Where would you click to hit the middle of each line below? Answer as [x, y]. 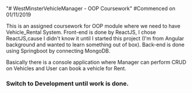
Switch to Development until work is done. [67, 83]
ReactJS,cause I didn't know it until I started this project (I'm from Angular [95, 38]
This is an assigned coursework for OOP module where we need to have [93, 26]
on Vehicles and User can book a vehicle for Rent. [66, 68]
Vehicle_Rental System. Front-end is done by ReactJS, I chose [81, 32]
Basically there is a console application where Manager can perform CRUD [96, 62]
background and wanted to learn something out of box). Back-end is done [95, 44]
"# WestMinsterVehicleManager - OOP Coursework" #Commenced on [91, 8]
